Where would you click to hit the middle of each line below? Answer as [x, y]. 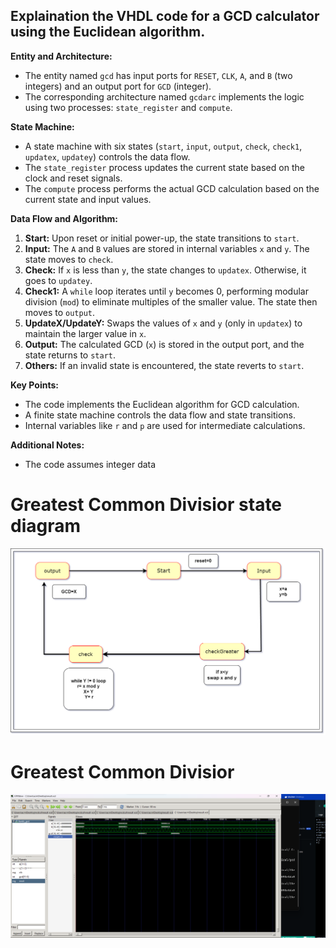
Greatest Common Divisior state [146, 505]
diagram [46, 526]
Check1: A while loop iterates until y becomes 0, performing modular [166, 291]
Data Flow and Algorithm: [64, 218]
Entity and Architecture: [61, 56]
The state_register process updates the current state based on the [164, 167]
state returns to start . [70, 355]
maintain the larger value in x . [85, 333]
